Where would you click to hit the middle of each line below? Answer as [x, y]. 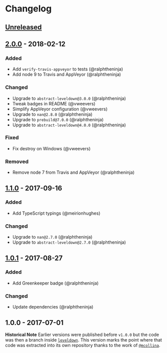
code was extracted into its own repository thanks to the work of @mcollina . [83, 345]
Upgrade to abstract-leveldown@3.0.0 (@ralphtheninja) [69, 98]
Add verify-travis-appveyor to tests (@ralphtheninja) [68, 69]
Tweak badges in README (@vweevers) [54, 103]
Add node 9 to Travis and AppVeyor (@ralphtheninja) [67, 74]
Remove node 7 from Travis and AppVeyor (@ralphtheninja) [73, 172]
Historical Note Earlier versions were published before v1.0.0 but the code [82, 335]
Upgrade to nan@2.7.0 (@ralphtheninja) [52, 237]
